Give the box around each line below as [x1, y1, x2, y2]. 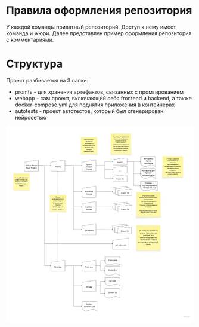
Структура [6, 57, 63, 71]
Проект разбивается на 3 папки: [6, 77, 89, 84]
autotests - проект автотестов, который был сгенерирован [14, 107, 164, 114]
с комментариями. [6, 36, 54, 43]
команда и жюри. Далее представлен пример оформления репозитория [6, 29, 192, 36]
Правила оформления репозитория [6, 4, 192, 17]
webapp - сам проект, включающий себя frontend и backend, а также [14, 94, 192, 102]
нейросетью [14, 114, 46, 121]
